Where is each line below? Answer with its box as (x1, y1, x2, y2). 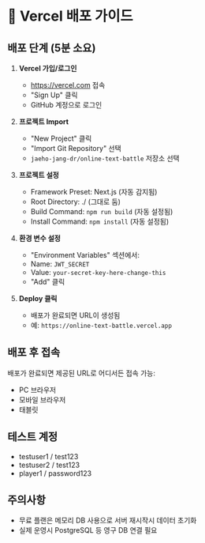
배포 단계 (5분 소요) (7, 41, 96, 55)
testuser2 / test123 (18, 460, 80, 469)
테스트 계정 (7, 430, 58, 443)
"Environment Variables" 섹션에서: (30, 251, 140, 259)
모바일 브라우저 (18, 394, 66, 404)
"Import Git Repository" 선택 (30, 144, 121, 153)
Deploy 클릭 (18, 294, 58, 303)
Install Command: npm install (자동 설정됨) (30, 217, 170, 226)
